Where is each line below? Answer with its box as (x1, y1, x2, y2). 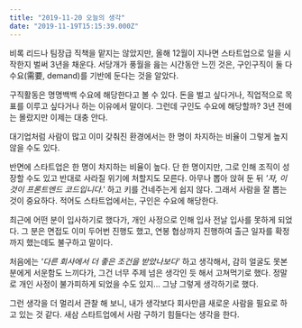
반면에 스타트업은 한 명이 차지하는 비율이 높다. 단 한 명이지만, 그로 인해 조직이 (9, 161, 281, 172)
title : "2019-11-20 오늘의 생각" (9, 13, 126, 23)
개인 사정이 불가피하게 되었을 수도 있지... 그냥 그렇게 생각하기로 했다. (18, 278, 259, 289)
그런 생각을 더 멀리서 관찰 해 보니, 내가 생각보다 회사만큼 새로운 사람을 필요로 (9, 297, 279, 308)
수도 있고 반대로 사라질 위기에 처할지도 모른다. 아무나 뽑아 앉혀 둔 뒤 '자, (25, 172, 278, 183)
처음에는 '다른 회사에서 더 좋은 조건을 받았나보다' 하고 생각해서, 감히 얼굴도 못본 (9, 256, 288, 267)
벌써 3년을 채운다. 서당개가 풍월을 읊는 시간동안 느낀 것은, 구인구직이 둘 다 (32, 59, 293, 69)
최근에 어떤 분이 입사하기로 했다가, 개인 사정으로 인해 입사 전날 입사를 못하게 (9, 214, 277, 225)
